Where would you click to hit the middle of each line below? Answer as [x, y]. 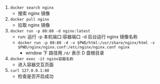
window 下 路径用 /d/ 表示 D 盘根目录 [65, 53]
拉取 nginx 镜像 [34, 25]
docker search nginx [32, 8]
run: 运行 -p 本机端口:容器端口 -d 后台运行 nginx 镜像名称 [78, 37]
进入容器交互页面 [36, 65]
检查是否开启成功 [36, 76]
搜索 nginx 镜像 [34, 13]
